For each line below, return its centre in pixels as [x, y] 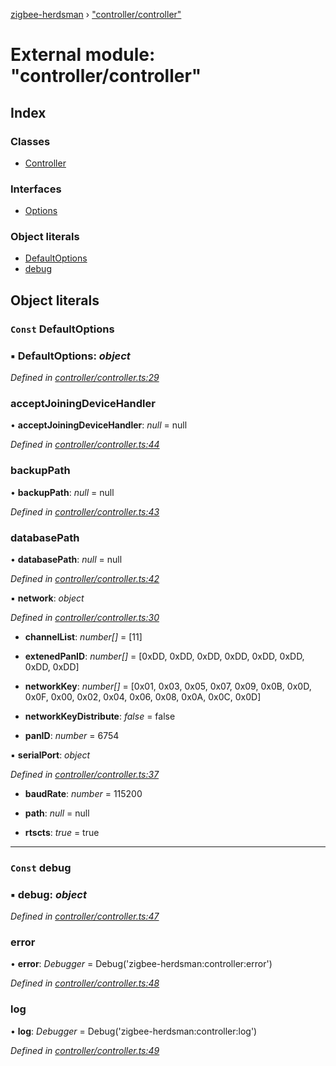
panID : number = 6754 [72, 735]
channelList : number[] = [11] [83, 636]
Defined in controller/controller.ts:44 [85, 445]
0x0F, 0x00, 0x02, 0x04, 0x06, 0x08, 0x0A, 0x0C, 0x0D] [143, 696]
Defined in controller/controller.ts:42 [85, 578]
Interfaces [36, 189]
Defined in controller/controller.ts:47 [85, 916]
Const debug [41, 867]
